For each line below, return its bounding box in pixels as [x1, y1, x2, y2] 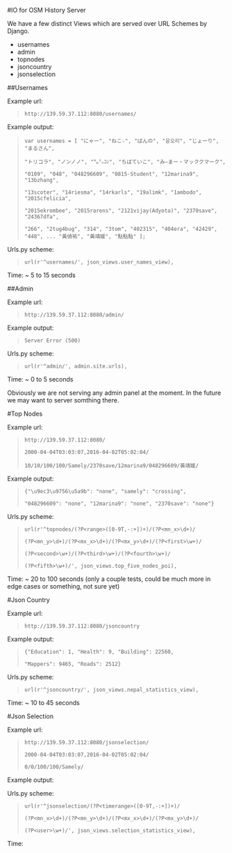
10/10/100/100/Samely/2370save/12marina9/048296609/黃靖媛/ [24, 462, 199, 469]
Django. [7, 27, 30, 35]
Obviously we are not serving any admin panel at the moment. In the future [7, 388, 222, 397]
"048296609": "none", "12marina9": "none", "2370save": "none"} [24, 500, 215, 507]
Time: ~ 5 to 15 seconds [7, 271, 76, 279]
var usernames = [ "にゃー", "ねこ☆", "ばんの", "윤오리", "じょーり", [24, 137, 219, 144]
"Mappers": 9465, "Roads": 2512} [24, 660, 122, 667]
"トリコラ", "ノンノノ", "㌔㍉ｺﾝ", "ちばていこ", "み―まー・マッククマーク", [24, 158, 226, 165]
